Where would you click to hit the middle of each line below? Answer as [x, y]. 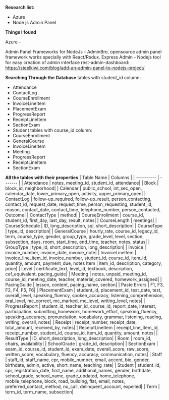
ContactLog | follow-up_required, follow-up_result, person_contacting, [78, 199]
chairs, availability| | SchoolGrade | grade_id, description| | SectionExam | [82, 344]
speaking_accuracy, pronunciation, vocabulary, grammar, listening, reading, [84, 317]
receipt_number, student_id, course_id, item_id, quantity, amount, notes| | [81, 333]
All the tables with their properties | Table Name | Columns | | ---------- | [82, 178]
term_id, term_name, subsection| [39, 392]
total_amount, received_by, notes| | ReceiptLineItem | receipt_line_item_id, [82, 328]
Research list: [20, 7]
